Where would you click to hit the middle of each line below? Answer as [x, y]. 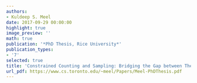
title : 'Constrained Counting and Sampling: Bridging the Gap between [94, 66]
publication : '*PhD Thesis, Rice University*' [64, 44]
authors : [17, 11]
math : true [19, 39]
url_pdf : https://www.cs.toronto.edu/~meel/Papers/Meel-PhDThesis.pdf [94, 71]
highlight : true [26, 28]
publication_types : [30, 50]
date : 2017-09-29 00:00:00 [39, 22]
